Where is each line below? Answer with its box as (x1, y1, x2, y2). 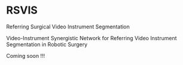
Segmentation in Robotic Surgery (6, 41, 88, 48)
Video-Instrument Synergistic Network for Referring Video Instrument (6, 34, 177, 41)
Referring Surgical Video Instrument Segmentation (6, 23, 130, 30)
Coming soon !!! (6, 52, 45, 59)
